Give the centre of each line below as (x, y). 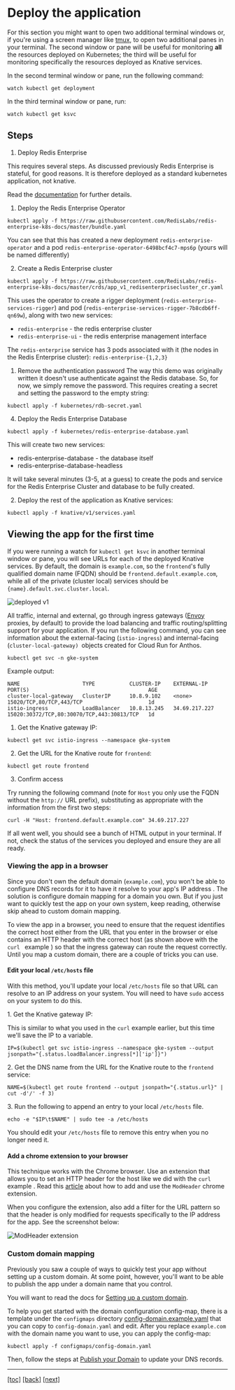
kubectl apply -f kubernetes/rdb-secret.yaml (74, 406)
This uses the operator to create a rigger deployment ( (86, 300)
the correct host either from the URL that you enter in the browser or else (113, 932)
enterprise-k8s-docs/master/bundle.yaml (67, 227)
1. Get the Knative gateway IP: (50, 1014)
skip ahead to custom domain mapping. (64, 911)
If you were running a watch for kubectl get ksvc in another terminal (106, 551)
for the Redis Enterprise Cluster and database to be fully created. (101, 486)
